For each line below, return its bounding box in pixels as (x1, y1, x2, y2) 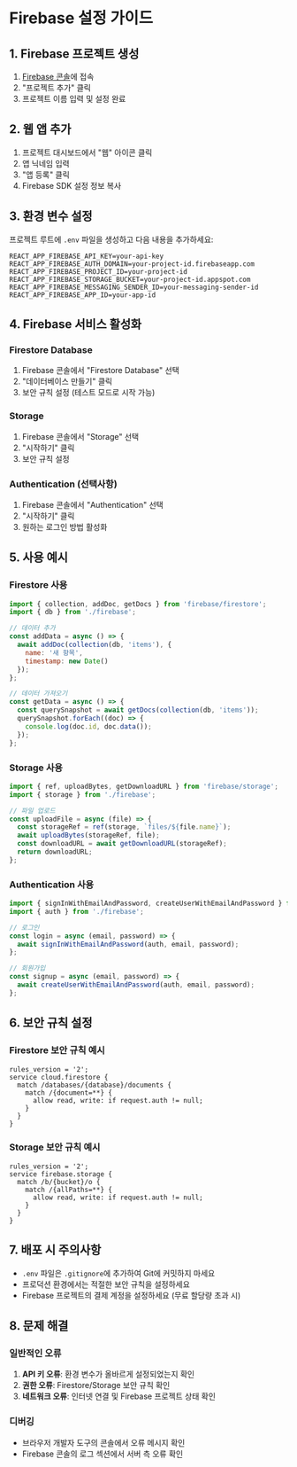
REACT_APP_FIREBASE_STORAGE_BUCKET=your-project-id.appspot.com (9, 275, 251, 284)
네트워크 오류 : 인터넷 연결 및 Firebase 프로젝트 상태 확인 (21, 1391, 217, 1401)
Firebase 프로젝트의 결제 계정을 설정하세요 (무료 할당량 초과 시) (21, 1290, 241, 1300)
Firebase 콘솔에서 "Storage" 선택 (21, 431, 140, 441)
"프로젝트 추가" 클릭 (21, 82, 91, 93)
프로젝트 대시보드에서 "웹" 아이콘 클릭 (21, 147, 153, 158)
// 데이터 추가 (9, 624, 56, 633)
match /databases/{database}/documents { (17, 1081, 172, 1089)
